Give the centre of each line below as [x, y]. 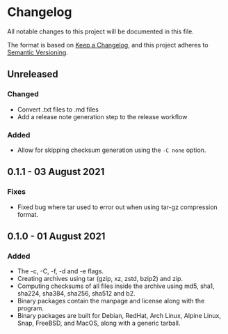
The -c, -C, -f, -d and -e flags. [60, 271]
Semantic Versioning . [38, 52]
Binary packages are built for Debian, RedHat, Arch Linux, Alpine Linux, [119, 316]
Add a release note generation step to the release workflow [102, 116]
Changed [23, 94]
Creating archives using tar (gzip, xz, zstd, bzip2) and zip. [100, 279]
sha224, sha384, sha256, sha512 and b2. [76, 294]
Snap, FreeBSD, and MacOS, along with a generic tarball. [99, 323]
